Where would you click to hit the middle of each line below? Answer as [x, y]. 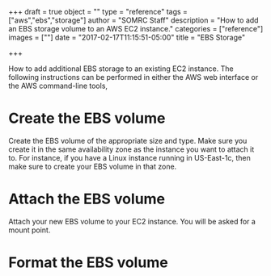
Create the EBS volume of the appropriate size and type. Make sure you [128, 140]
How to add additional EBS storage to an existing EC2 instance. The [121, 69]
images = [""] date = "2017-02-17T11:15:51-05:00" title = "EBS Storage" [127, 37]
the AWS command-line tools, [58, 86]
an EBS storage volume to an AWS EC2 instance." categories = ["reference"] [136, 29]
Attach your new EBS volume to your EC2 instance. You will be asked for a [132, 221]
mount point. [30, 230]
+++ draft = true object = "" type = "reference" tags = [98, 12]
